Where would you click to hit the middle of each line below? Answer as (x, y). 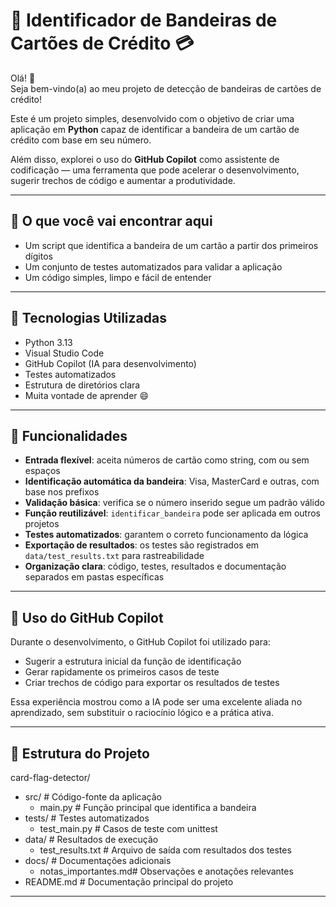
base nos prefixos (62, 492)
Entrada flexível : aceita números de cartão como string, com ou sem (167, 460)
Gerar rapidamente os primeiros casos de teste (122, 672)
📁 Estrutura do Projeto (80, 753)
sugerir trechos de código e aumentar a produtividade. (123, 180)
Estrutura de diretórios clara (82, 385)
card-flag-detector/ (50, 777)
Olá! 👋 (23, 78)
